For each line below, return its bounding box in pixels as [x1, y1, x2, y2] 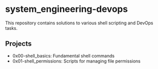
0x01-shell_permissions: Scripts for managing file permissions [12, 58, 141, 64]
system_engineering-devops [5, 3, 128, 15]
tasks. [5, 25, 18, 31]
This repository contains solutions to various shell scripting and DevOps [5, 20, 153, 26]
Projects [5, 40, 32, 48]
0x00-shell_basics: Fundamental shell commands [12, 53, 115, 59]
